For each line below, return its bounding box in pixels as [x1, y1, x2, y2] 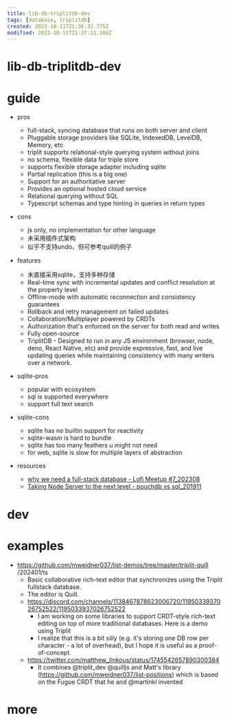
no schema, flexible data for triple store [27, 155, 139, 164]
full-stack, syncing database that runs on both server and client [27, 126, 207, 135]
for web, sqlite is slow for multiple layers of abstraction [27, 448, 183, 457]
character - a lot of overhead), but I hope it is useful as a [37, 641, 198, 650]
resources [16, 462, 46, 470]
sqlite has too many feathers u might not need [27, 441, 158, 450]
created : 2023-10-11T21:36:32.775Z [7, 23, 109, 30]
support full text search [27, 400, 94, 408]
